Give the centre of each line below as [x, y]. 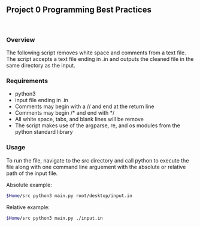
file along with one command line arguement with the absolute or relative [96, 167]
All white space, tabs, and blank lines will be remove [79, 119]
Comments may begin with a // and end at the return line [84, 106]
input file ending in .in [42, 100]
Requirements [27, 81]
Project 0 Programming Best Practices [79, 10]
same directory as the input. [41, 66]
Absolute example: [29, 185]
